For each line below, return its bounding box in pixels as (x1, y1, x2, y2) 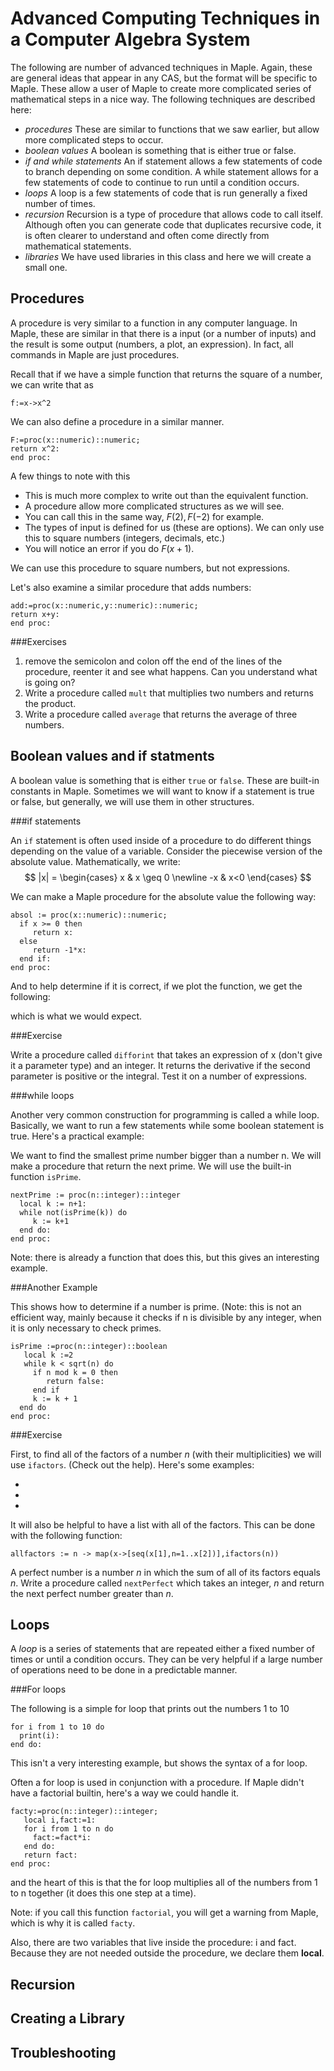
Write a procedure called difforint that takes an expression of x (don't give (10, 1048, 323, 1061)
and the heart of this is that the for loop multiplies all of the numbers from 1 (10, 1877, 318, 1889)
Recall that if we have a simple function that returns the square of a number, (10, 368, 323, 380)
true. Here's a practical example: (10, 1130, 145, 1142)
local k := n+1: (19, 1198, 87, 1209)
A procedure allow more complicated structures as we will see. (24, 500, 285, 512)
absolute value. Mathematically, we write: (10, 855, 181, 867)
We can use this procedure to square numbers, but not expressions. (10, 562, 291, 574)
